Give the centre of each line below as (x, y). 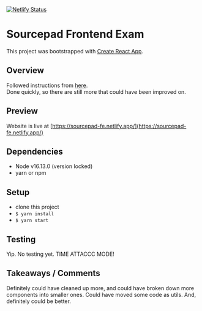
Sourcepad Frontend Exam (75, 34)
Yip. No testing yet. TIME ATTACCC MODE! (60, 254)
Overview (25, 71)
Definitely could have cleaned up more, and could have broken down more (100, 288)
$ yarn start (32, 221)
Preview (22, 111)
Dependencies (35, 151)
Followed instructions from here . (47, 85)
